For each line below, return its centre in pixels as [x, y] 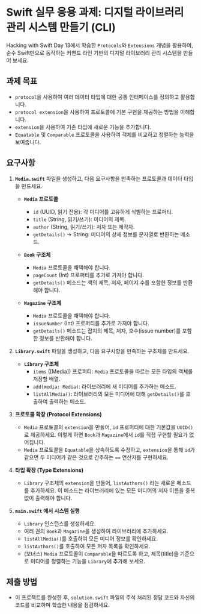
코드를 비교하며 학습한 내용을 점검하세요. [62, 605]
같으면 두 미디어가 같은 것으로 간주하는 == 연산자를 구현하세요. [96, 457]
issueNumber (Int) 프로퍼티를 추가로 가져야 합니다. [91, 323]
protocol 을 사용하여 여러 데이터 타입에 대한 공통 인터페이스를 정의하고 [97, 96]
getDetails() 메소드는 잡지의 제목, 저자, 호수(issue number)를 [107, 330]
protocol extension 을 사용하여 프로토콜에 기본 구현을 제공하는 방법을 [97, 111]
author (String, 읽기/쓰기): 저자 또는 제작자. [84, 227]
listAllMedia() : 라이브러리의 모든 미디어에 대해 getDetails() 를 [109, 394]
